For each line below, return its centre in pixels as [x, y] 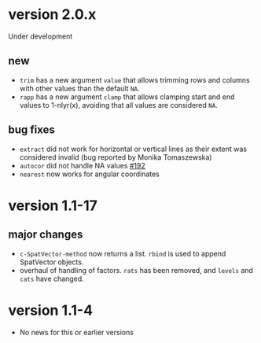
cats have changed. [51, 278]
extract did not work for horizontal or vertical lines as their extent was [133, 149]
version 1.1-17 [53, 205]
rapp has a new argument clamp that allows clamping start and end [127, 97]
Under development [40, 36]
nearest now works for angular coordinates [89, 174]
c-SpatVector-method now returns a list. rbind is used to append [123, 253]
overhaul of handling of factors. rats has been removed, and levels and [136, 270]
